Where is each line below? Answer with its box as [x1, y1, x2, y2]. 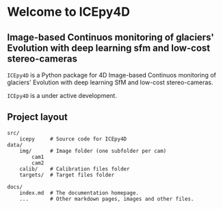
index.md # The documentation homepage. [19, 189, 139, 196]
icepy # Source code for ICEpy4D [19, 135, 127, 143]
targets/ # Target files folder [19, 171, 115, 178]
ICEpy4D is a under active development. [7, 92, 118, 99]
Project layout [7, 111, 68, 123]
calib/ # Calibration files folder [19, 165, 130, 172]
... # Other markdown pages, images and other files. [19, 195, 194, 202]
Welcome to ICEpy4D [7, 4, 130, 20]
